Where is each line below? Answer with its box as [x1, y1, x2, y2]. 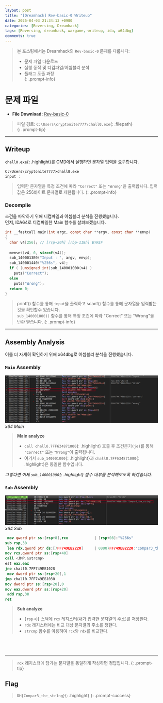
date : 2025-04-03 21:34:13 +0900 [5, 18, 73, 23]
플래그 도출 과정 [24, 71, 54, 76]
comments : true [5, 34, 36, 38]
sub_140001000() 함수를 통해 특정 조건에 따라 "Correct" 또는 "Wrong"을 [16, 313, 154, 319]
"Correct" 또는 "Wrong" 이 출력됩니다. [24, 449, 96, 455]
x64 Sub [5, 525, 22, 531]
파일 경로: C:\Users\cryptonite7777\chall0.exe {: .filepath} [16, 121, 133, 127]
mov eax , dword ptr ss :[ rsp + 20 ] [5, 587, 68, 592]
